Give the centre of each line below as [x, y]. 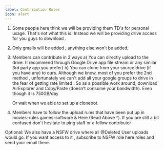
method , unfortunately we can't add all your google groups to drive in [82, 78]
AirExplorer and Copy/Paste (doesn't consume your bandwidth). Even [82, 88]
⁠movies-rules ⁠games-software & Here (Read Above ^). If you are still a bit [85, 117]
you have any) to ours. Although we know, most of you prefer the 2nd [82, 73]
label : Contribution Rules [32, 9]
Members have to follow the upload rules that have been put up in [78, 112]
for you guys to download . [39, 38]
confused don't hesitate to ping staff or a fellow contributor [72, 123]
